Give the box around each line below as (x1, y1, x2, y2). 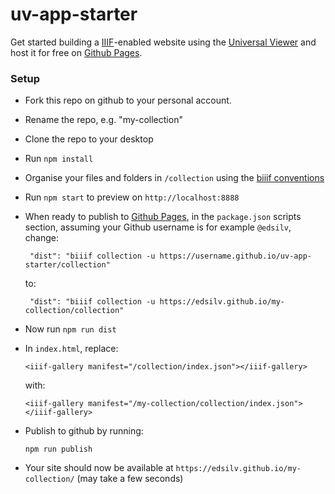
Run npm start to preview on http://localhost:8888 (24, 191, 240, 203)
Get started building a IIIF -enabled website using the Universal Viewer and (10, 36, 317, 48)
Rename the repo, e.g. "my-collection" (24, 114, 183, 126)
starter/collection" (24, 260, 111, 270)
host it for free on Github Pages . (10, 46, 143, 58)
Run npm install (24, 153, 94, 165)
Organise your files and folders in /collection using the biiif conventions (24, 172, 325, 184)
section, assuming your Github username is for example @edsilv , (24, 221, 292, 233)
